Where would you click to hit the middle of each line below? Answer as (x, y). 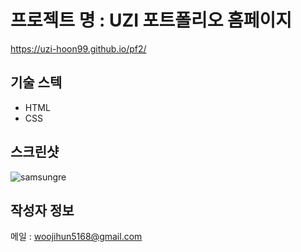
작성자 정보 (42, 210)
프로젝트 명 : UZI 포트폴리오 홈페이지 (151, 20)
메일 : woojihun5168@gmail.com (76, 237)
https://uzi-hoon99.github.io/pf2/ (78, 48)
